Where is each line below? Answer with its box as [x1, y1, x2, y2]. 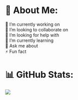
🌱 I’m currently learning [5, 37, 54, 43]
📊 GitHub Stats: [5, 69, 74, 80]
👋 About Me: [5, 5, 58, 16]
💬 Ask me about [5, 42, 38, 48]
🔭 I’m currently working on [5, 21, 60, 27]
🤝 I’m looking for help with [5, 32, 59, 38]
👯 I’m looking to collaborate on [5, 26, 68, 32]
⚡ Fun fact [5, 48, 27, 55]
